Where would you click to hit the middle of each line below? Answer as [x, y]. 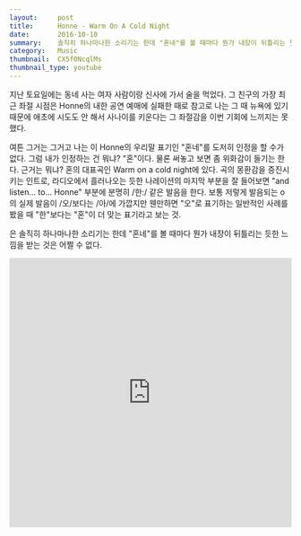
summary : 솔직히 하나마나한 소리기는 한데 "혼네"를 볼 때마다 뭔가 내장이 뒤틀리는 [147, 43]
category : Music [43, 51]
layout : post [42, 18]
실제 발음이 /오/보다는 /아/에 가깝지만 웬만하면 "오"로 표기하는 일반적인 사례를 [153, 203]
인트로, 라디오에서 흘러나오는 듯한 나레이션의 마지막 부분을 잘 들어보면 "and [157, 180]
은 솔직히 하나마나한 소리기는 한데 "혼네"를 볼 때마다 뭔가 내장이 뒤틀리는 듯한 [144, 233]
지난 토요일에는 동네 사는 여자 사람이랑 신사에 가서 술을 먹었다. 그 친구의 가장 [143, 94]
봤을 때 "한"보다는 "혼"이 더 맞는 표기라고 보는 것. [95, 214]
